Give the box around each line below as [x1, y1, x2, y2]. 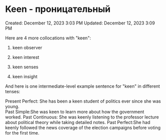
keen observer [12, 44, 42, 50]
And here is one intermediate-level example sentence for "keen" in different [5, 83, 160, 89]
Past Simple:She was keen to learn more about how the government [5, 109, 145, 115]
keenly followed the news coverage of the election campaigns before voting [5, 125, 161, 131]
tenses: [5, 88, 20, 94]
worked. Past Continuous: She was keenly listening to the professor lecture [5, 114, 159, 120]
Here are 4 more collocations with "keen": [5, 35, 91, 41]
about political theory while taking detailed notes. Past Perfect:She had [5, 119, 151, 125]
